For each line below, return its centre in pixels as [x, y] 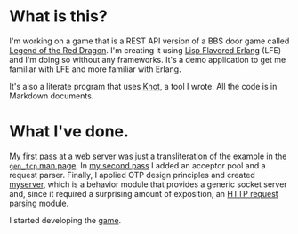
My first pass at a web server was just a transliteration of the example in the [148, 156]
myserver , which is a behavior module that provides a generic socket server [148, 184]
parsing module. [39, 203]
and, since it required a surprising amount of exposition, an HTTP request [144, 193]
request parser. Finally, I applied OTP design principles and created [132, 175]
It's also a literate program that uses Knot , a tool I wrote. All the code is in [143, 86]
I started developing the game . [65, 220]
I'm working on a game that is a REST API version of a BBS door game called [149, 41]
